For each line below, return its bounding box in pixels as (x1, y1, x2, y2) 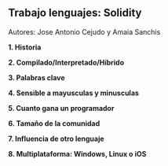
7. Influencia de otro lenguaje (8, 134, 104, 143)
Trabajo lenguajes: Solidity (8, 6, 142, 20)
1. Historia (8, 42, 42, 52)
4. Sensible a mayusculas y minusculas (8, 88, 140, 98)
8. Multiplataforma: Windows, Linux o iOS (8, 149, 147, 158)
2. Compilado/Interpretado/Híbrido (8, 57, 125, 67)
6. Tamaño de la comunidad (8, 118, 100, 128)
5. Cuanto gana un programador (8, 103, 115, 113)
